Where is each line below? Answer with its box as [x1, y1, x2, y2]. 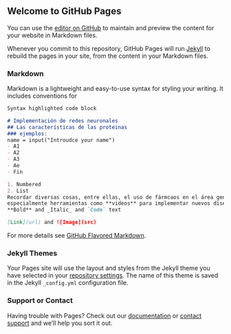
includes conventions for [7, 92, 78, 100]
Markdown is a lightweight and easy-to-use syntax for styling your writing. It [7, 85, 223, 93]
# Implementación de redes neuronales [7, 117, 118, 124]
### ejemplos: [7, 130, 48, 137]
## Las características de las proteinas [7, 124, 128, 131]
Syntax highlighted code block [7, 105, 97, 112]
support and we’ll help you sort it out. [7, 319, 113, 327]
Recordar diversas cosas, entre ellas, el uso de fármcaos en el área [7, 194, 214, 201]
